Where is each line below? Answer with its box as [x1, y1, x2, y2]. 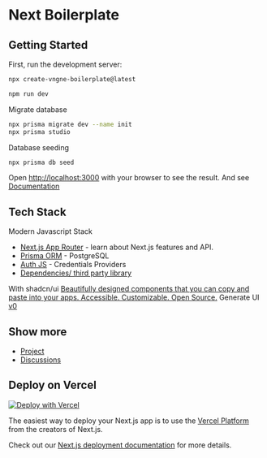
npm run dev [8, 89, 49, 98]
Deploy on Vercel [8, 378, 97, 392]
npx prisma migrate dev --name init [8, 120, 132, 128]
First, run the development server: [8, 59, 123, 69]
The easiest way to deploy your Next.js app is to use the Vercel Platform [8, 416, 250, 426]
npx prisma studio [8, 127, 71, 136]
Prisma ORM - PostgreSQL [19, 251, 110, 261]
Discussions [19, 355, 62, 365]
